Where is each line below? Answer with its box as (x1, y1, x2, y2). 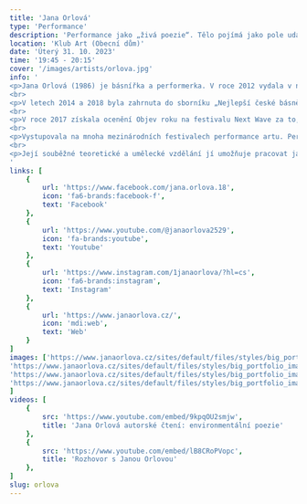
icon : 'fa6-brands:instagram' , (42, 277, 162, 286)
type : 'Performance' (9, 22, 89, 31)
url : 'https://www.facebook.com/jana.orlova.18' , (42, 184, 235, 193)
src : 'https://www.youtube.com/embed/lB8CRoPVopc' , (42, 446, 244, 456)
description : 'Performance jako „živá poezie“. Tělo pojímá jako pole (9, 30, 284, 39)
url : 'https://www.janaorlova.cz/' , (42, 310, 182, 320)
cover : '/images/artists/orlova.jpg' (9, 65, 153, 74)
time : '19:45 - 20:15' (9, 56, 96, 65)
